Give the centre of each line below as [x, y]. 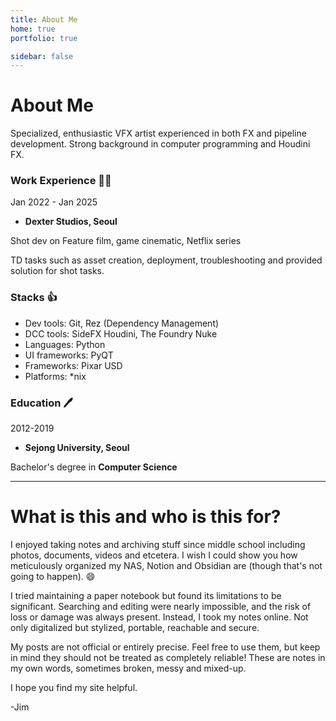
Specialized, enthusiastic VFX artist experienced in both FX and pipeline [158, 133]
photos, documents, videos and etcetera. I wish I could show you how [154, 555]
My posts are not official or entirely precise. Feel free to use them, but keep [165, 647]
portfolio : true [44, 38]
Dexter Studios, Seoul [71, 222]
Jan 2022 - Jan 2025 [54, 202]
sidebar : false [42, 56]
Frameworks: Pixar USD [73, 365]
